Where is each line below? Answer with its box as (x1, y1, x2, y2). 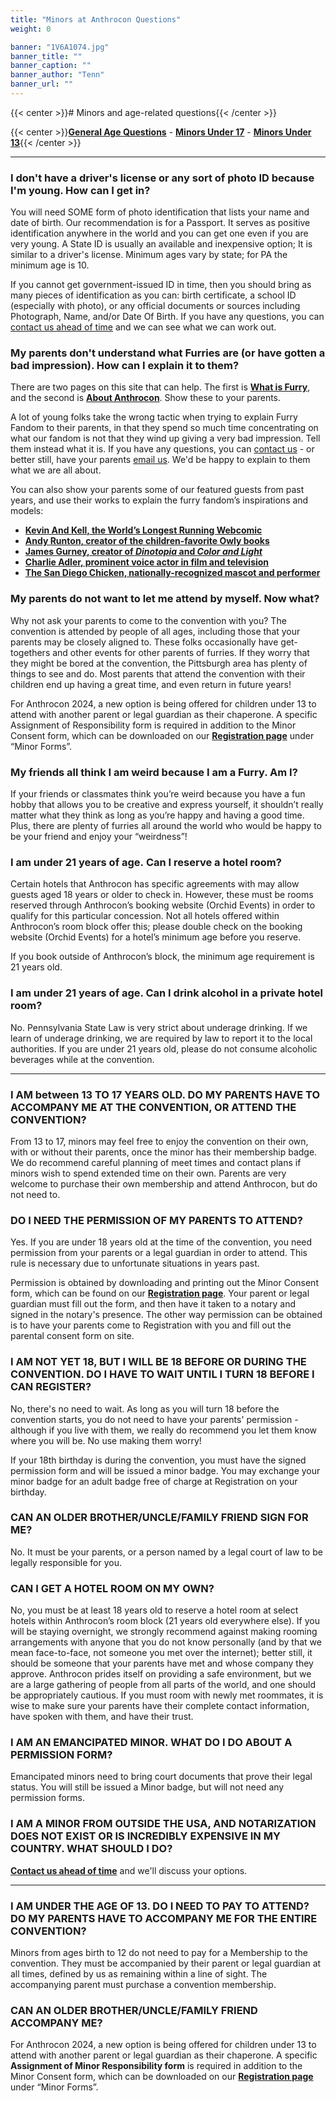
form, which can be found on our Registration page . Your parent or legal (10, 1287, 310, 1300)
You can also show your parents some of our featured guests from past (10, 484, 305, 496)
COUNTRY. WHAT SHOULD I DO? (10, 1842, 173, 1856)
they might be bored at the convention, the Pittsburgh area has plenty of (10, 657, 308, 669)
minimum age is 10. (10, 259, 90, 271)
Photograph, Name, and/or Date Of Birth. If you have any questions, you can (10, 311, 325, 323)
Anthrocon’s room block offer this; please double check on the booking (10, 921, 303, 933)
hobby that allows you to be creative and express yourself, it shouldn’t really (10, 799, 324, 811)
